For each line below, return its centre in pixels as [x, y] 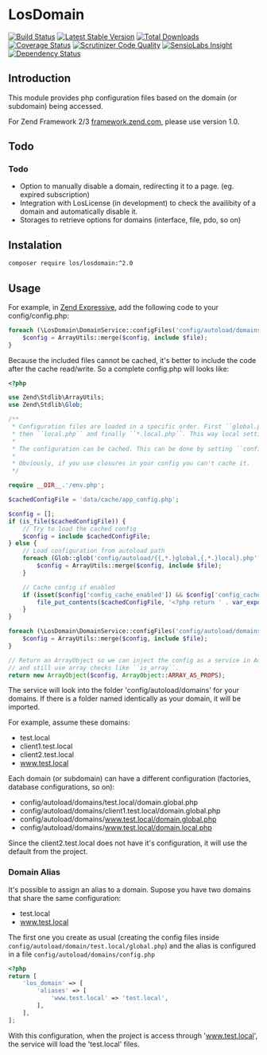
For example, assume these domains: [69, 723]
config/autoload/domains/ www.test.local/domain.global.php [118, 819]
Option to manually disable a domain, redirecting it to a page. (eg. [127, 186]
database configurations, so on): [62, 787]
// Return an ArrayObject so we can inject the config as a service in [129, 660]
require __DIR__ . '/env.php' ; [56, 485]
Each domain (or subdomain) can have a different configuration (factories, [130, 779]
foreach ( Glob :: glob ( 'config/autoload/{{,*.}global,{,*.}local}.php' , [142, 558]
